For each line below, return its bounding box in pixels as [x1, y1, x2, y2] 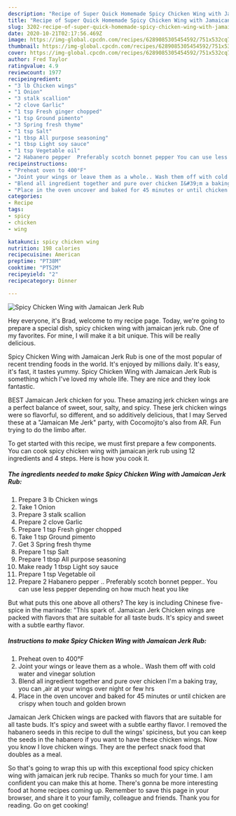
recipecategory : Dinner [8, 277, 78, 284]
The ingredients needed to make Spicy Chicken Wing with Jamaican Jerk [8, 470, 226, 479]
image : [8, 36, 27, 44]
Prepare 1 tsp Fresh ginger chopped [18, 525, 122, 533]
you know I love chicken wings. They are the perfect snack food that [8, 742, 206, 751]
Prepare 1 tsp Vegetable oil [18, 570, 96, 578]
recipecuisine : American [8, 251, 81, 258]
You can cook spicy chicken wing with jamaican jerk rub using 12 [8, 446, 195, 455]
